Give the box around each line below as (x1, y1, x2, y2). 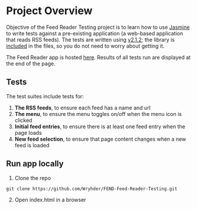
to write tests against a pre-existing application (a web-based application (6, 29, 183, 37)
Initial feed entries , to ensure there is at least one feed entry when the (14, 122, 185, 130)
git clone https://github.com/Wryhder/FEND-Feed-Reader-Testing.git (6, 185, 178, 192)
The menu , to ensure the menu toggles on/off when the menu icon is (14, 110, 182, 117)
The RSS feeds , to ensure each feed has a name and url (14, 104, 151, 111)
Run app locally (6, 159, 64, 169)
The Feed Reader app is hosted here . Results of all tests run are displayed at (6, 54, 191, 61)
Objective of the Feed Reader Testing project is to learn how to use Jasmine (6, 24, 190, 31)
